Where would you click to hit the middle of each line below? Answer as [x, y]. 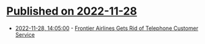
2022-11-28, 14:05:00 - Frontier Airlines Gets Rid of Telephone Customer [107, 28]
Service [25, 34]
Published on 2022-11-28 [72, 11]
